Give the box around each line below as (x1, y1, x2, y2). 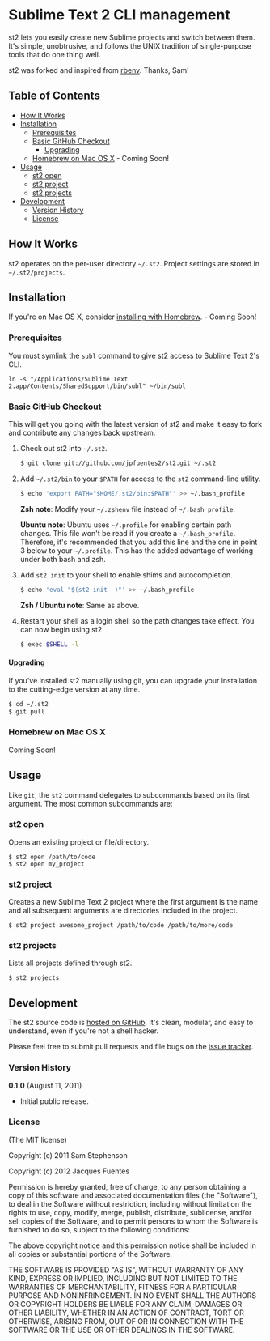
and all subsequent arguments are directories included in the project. (8, 905, 238, 916)
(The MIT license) (8, 1135, 67, 1144)
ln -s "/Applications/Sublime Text (8, 375, 129, 383)
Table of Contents (8, 89, 101, 103)
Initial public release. (19, 1096, 89, 1106)
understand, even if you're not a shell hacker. (8, 1026, 159, 1036)
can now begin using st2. (19, 624, 105, 634)
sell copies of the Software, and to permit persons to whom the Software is (8, 1216, 259, 1226)
